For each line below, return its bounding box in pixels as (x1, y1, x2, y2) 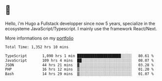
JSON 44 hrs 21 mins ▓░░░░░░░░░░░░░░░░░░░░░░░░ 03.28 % (5, 62, 154, 67)
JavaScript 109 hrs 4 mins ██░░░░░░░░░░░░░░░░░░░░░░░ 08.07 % (5, 58, 154, 63)
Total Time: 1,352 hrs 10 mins (5, 44, 69, 49)
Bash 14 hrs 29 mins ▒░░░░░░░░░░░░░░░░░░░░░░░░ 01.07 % (5, 72, 154, 77)
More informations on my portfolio (5, 35, 74, 41)
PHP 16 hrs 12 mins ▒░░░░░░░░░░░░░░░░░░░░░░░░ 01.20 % (5, 67, 154, 72)
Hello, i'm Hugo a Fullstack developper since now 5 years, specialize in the (5, 20, 155, 26)
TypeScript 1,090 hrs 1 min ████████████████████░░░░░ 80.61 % (5, 53, 154, 58)
